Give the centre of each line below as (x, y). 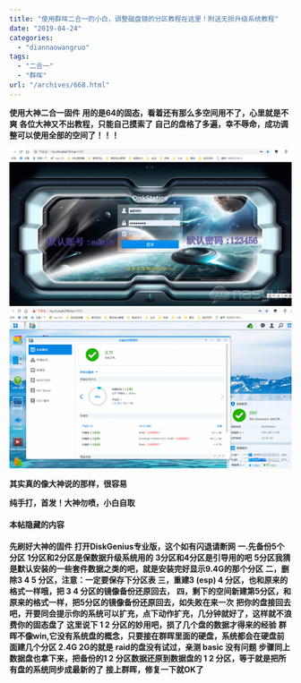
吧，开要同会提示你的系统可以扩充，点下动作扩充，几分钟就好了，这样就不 (146, 613)
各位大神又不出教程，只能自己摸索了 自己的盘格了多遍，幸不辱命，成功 (150, 124)
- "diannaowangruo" (54, 47)
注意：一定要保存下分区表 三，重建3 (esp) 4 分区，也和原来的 (175, 580)
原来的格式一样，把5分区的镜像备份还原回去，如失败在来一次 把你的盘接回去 (150, 602)
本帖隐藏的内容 (37, 525)
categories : (31, 38)
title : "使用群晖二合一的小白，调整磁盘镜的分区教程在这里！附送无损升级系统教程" (144, 19)
